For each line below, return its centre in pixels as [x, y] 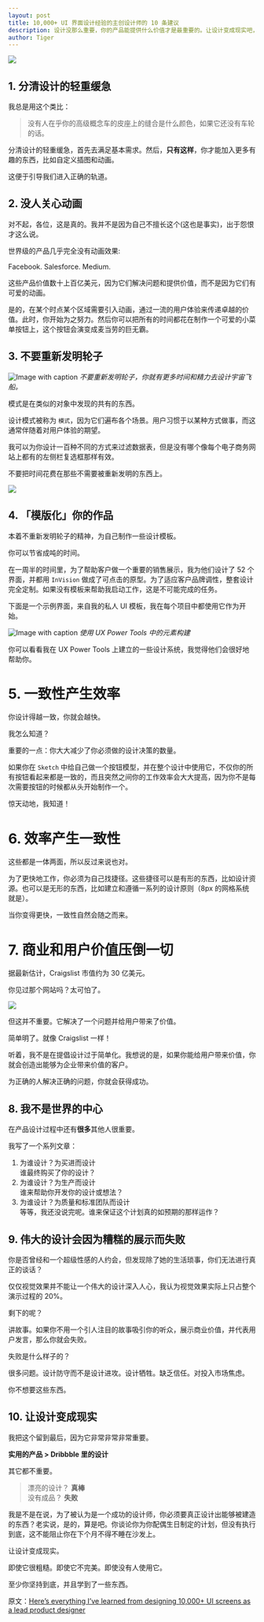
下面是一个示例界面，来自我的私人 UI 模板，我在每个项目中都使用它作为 [124, 606]
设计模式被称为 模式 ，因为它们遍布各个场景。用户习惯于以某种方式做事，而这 [132, 420]
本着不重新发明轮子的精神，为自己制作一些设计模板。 [94, 536]
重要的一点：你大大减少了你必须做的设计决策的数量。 [94, 750]
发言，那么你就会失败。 [53, 1339]
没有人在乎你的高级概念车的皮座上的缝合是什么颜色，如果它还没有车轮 [141, 124]
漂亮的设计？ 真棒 [56, 1487]
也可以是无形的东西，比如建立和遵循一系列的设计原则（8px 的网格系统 [136, 888]
